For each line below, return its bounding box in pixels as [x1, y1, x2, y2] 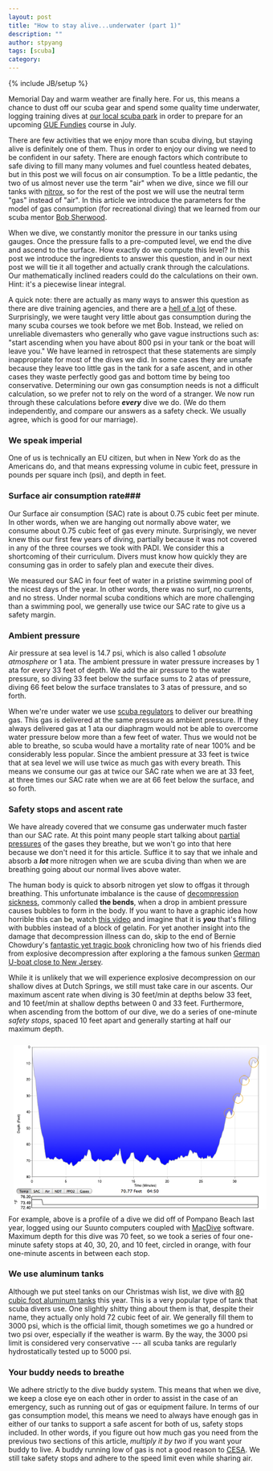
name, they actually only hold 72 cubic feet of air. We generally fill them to [8, 1312, 254, 1322]
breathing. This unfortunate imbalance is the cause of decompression [8, 889, 239, 899]
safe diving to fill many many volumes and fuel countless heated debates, [8, 161, 251, 171]
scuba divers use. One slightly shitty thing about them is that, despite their [8, 1304, 255, 1313]
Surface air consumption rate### [8, 490, 141, 502]
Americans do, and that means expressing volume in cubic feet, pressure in [8, 461, 259, 471]
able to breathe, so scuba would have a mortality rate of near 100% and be [8, 741, 255, 750]
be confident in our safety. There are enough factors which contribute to [8, 153, 248, 162]
